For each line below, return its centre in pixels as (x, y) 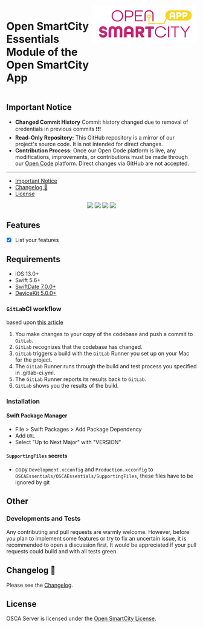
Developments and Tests (43, 519)
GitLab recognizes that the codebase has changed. (79, 346)
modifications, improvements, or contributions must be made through (101, 157)
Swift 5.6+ (28, 280)
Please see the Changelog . (40, 585)
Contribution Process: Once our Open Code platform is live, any (95, 150)
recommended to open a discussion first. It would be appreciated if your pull (101, 545)
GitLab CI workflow (34, 309)
